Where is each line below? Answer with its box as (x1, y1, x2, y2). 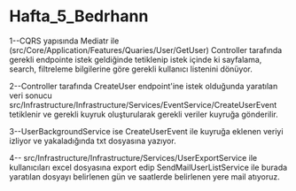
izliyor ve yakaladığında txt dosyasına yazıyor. (9, 135, 176, 146)
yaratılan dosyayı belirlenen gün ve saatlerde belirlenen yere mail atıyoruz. (9, 171, 281, 182)
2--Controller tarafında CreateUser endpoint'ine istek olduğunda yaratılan (9, 80, 278, 91)
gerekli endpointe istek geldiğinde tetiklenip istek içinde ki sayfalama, (9, 54, 262, 65)
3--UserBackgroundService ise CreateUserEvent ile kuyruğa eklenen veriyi (9, 126, 284, 136)
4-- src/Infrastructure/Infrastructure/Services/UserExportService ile (9, 152, 258, 163)
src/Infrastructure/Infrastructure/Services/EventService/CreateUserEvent (9, 99, 277, 110)
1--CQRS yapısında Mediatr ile (9, 35, 120, 46)
